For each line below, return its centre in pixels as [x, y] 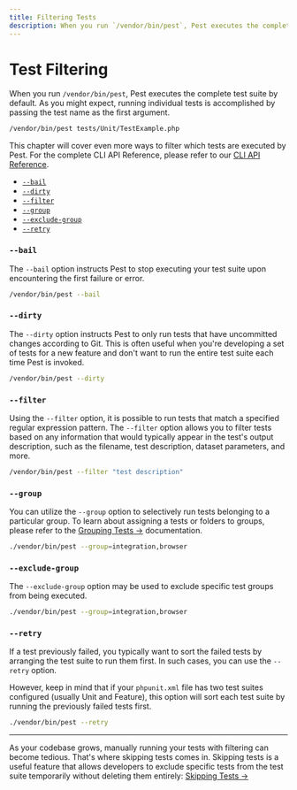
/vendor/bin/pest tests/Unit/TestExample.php [94, 129]
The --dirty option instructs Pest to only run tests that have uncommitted [143, 334]
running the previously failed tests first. [80, 706]
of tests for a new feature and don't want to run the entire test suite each [141, 353]
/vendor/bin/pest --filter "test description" [96, 472]
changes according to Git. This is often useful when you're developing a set [147, 343]
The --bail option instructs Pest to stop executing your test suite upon [138, 268]
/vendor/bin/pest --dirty [57, 378]
